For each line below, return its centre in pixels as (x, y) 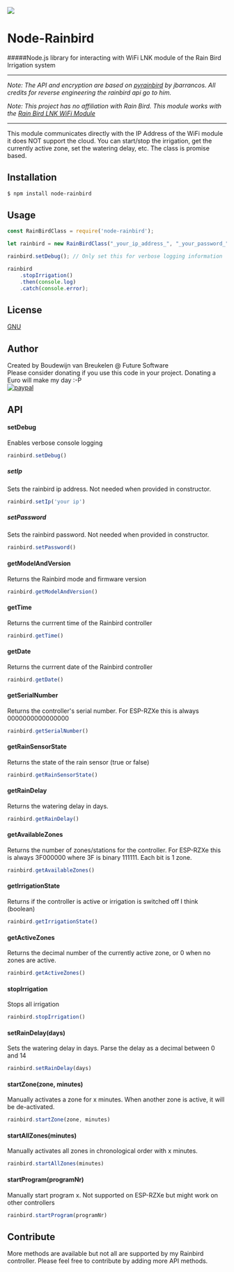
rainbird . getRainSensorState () (53, 775)
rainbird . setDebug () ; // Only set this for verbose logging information (115, 257)
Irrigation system (31, 65)
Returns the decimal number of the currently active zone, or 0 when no (109, 953)
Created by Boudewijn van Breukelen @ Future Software (88, 366)
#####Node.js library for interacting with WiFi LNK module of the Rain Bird (114, 57)
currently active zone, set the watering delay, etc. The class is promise (109, 148)
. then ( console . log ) (48, 282)
